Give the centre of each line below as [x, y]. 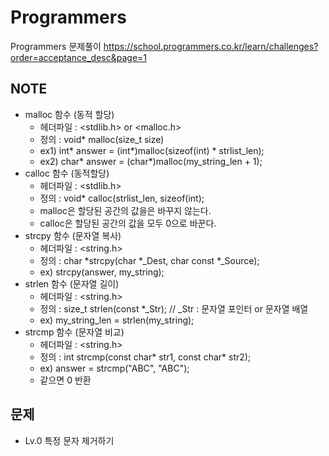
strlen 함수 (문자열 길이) [72, 283]
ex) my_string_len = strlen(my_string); [117, 320]
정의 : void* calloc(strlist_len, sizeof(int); [122, 198]
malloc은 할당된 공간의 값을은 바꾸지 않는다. [125, 210]
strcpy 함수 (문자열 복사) [73, 235]
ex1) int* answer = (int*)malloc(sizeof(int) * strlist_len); [152, 150]
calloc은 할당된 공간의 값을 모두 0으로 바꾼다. [128, 223]
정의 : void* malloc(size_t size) [102, 139]
